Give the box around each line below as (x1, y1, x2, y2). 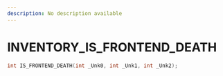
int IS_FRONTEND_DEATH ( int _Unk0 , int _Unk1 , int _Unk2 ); (7, 62, 178, 69)
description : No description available (7, 10, 123, 17)
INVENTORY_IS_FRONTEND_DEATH (7, 39, 217, 55)
